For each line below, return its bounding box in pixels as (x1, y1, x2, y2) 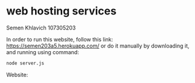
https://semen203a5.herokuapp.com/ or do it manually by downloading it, (6, 42, 190, 49)
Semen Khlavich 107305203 (6, 24, 76, 31)
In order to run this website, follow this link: (6, 35, 113, 43)
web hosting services (6, 4, 117, 18)
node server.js (6, 60, 45, 66)
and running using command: (6, 48, 80, 55)
